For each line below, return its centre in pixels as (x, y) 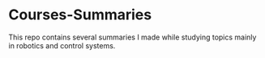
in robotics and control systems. (62, 45)
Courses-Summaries (80, 15)
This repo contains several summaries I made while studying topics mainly (132, 37)
